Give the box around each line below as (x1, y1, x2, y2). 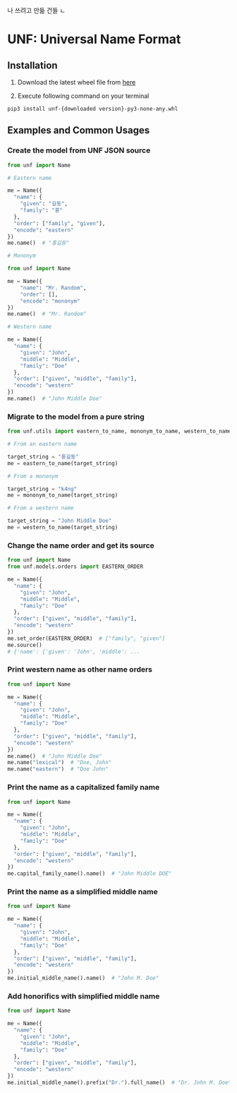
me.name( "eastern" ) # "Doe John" (7, 766, 109, 773)
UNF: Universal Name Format (7, 31, 181, 47)
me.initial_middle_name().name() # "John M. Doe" (7, 974, 159, 982)
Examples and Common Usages (7, 124, 150, 136)
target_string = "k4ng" (7, 485, 78, 493)
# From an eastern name (7, 440, 78, 448)
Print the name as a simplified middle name (7, 887, 158, 897)
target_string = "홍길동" (7, 453, 79, 460)
